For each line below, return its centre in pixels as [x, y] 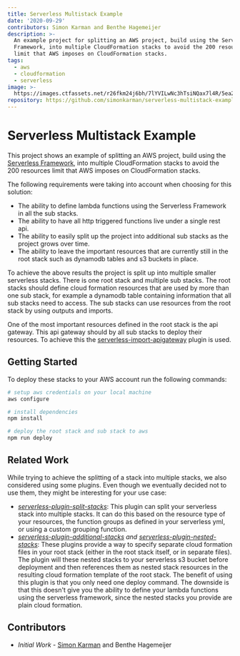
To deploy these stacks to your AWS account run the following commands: [117, 379]
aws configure [29, 399]
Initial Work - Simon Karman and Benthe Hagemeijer [95, 645]
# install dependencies [43, 412]
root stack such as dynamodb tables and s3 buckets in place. [108, 258]
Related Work [38, 460]
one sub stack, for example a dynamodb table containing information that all [120, 295]
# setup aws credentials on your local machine [80, 392]
